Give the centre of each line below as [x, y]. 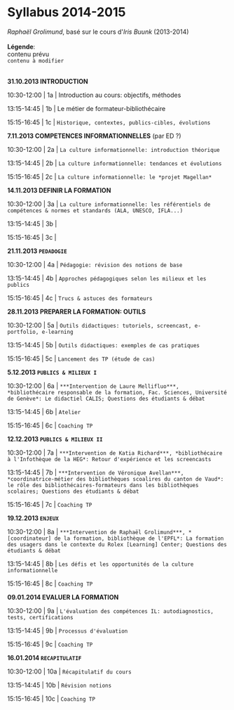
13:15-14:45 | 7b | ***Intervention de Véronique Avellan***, [96, 472]
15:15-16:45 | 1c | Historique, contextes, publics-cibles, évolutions [109, 122]
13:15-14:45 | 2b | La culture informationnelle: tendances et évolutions [115, 163]
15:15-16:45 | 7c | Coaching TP [50, 504]
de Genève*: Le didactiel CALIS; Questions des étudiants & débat [106, 399]
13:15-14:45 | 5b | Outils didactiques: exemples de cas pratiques [104, 344]
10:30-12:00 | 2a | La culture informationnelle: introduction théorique [113, 149]
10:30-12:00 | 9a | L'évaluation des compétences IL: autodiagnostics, [110, 611]
